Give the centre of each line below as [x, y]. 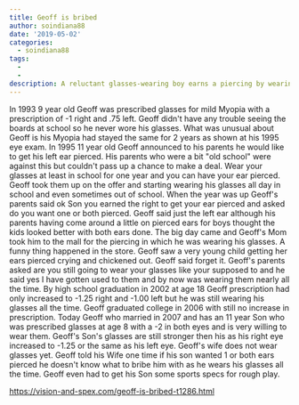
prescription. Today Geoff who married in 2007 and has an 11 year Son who [147, 317]
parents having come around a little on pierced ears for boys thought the [142, 223]
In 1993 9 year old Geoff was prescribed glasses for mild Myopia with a [140, 109]
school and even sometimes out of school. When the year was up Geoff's [144, 194]
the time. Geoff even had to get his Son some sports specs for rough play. [145, 374]
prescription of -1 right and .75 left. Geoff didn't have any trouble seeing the [148, 118]
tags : [19, 59]
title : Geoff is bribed [53, 17]
